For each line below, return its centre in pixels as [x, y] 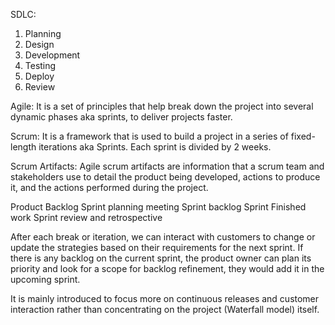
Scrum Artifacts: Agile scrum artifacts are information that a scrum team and [167, 166]
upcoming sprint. [45, 279]
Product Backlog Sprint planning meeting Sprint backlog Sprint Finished [158, 207]
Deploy [39, 76]
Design [39, 44]
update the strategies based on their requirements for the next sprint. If [157, 247]
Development [52, 55]
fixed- [303, 136]
